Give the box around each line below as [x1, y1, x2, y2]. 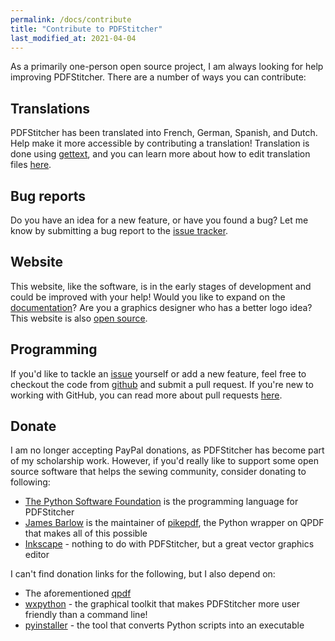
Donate [10, 418, 57, 435]
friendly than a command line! [24, 609, 148, 621]
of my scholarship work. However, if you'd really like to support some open [10, 455, 319, 467]
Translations [10, 100, 91, 117]
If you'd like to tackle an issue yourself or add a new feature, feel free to [10, 367, 307, 380]
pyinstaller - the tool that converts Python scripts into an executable [24, 619, 305, 631]
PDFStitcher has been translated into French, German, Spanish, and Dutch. [10, 127, 318, 139]
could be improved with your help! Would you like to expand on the [10, 291, 286, 303]
